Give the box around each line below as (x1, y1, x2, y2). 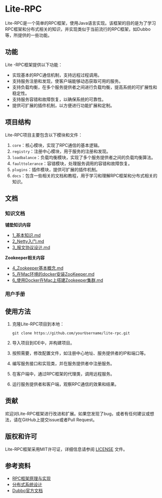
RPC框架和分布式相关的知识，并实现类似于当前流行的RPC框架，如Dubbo (5, 26, 151, 32)
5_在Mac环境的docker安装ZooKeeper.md (12, 271, 95, 277)
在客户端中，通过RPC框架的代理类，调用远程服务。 (12, 371, 115, 376)
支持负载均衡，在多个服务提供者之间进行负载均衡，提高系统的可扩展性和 (12, 84, 157, 90)
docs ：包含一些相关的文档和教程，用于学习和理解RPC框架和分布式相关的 (12, 173, 158, 178)
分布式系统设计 (12, 481, 42, 487)
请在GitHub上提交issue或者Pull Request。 (13, 417, 97, 423)
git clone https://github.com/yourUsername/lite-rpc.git (12, 331, 130, 336)
